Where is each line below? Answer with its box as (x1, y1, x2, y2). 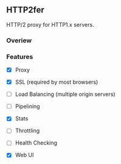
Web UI (15, 151, 34, 159)
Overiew (6, 36, 32, 44)
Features (6, 52, 33, 61)
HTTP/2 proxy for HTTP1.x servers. (6, 21, 94, 28)
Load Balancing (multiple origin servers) (15, 91, 116, 98)
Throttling (15, 127, 40, 134)
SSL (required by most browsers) (15, 78, 99, 86)
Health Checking (15, 139, 58, 146)
